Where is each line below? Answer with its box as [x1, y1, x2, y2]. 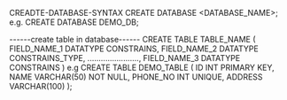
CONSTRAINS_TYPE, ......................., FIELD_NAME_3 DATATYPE [9, 53, 241, 63]
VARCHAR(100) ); [9, 81, 73, 91]
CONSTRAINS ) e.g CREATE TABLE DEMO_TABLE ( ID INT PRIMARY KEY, [9, 62, 275, 73]
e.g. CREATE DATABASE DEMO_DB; [9, 17, 139, 27]
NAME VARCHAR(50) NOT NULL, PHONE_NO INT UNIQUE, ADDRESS [9, 72, 263, 82]
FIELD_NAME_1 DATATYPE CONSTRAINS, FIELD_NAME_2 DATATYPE [9, 43, 259, 54]
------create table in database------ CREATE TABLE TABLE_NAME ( [9, 35, 256, 44]
